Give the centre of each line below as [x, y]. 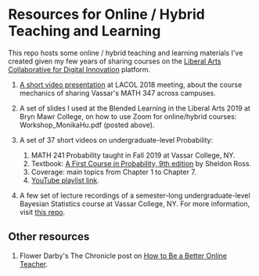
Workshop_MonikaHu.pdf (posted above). [87, 125]
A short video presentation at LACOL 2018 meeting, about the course [131, 85]
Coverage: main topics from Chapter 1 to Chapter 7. [114, 172]
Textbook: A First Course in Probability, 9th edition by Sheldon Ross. [141, 163]
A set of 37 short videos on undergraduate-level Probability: [116, 140]
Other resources [49, 237]
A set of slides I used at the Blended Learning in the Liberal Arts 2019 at [135, 108]
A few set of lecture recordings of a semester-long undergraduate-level [135, 195]
